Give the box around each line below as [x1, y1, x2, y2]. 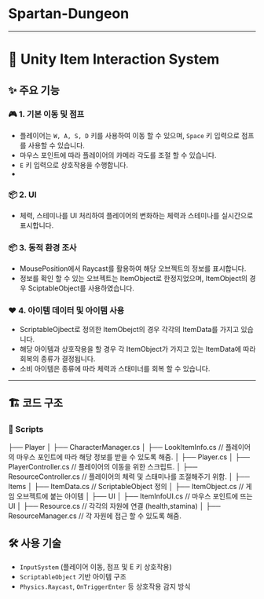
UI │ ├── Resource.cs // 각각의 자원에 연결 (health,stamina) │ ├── [8, 502, 222, 511]
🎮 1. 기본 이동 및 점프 [8, 109, 85, 120]
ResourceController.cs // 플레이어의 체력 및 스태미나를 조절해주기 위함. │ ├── [8, 472, 250, 481]
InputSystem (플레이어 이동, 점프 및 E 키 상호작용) [19, 562, 173, 572]
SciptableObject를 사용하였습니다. [27, 283, 135, 293]
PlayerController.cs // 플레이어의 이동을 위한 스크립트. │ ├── [8, 462, 198, 472]
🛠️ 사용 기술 [8, 536, 61, 550]
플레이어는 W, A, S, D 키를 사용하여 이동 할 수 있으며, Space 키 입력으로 [19, 130, 240, 140]
